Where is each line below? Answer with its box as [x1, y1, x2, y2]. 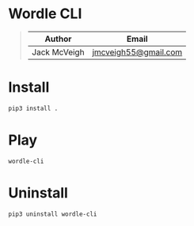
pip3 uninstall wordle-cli [8, 210, 97, 218]
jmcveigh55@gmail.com [92, 47, 183, 58]
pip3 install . [8, 104, 59, 112]
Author [44, 33, 72, 44]
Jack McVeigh [31, 47, 85, 58]
